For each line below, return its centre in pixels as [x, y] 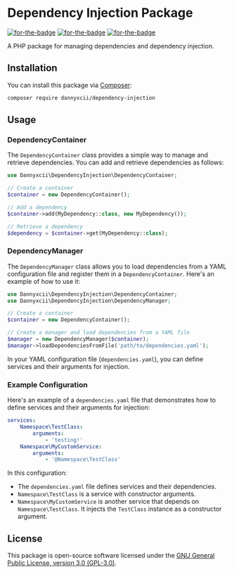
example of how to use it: [44, 281]
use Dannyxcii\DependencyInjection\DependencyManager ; [89, 301]
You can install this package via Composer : [70, 85]
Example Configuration [47, 384]
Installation [32, 68]
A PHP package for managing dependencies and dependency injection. [111, 46]
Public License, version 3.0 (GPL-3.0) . [62, 563]
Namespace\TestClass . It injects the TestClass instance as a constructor [119, 509]
